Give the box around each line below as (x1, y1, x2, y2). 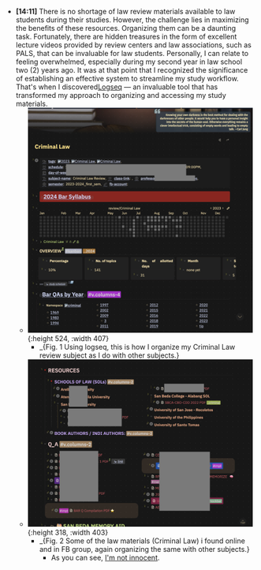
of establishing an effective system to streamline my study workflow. (15, 74, 239, 83)
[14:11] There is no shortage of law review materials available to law (15, 7, 236, 16)
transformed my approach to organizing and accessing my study (15, 91, 226, 99)
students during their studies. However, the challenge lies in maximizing (15, 15, 250, 24)
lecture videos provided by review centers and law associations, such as (15, 40, 252, 50)
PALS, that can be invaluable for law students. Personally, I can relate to (15, 49, 249, 58)
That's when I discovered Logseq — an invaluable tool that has (15, 82, 218, 92)
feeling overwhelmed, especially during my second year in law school (15, 57, 243, 66)
